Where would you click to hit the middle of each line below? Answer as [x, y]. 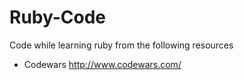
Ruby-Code [58, 17]
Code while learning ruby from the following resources [121, 45]
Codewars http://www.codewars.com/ [102, 64]
